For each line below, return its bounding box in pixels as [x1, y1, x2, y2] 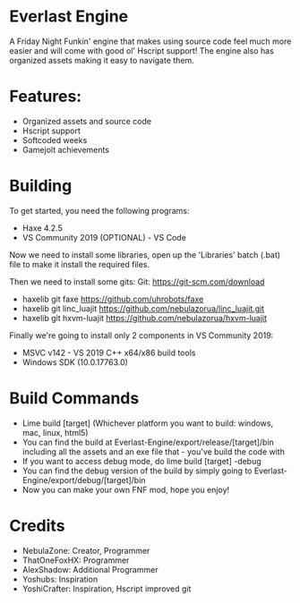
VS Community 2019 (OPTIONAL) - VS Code [21, 232, 186, 242]
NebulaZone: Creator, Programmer [21, 545, 150, 556]
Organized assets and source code [21, 115, 152, 126]
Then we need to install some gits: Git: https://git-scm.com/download [9, 276, 265, 287]
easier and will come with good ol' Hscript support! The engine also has [9, 45, 275, 55]
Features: [9, 87, 82, 106]
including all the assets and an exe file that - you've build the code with [21, 446, 285, 457]
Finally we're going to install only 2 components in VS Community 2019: [9, 329, 274, 341]
